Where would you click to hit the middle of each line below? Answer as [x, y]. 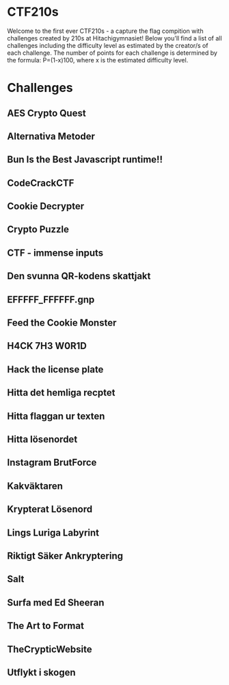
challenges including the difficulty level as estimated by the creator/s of [108, 45]
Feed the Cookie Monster [62, 323]
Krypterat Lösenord [50, 509]
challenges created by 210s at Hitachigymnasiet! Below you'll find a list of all [114, 38]
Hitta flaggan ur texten [56, 416]
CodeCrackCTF [41, 183]
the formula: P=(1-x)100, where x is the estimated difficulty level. [98, 60]
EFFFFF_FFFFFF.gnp [51, 299]
